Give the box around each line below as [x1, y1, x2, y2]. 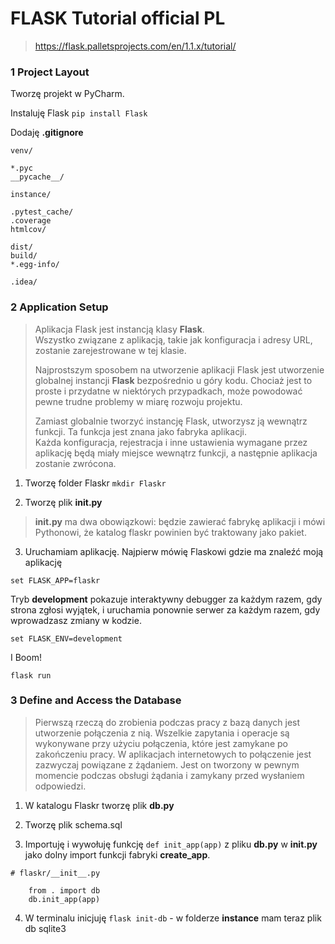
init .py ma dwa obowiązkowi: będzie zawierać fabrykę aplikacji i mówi [34, 515, 326, 527]
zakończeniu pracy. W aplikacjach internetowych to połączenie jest [34, 748, 312, 760]
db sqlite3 [24, 922, 67, 934]
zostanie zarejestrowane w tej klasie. [34, 344, 187, 356]
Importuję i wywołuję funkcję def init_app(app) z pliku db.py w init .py [24, 838, 318, 850]
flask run [10, 670, 52, 681]
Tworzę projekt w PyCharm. [10, 88, 125, 100]
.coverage [10, 216, 52, 226]
